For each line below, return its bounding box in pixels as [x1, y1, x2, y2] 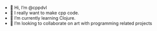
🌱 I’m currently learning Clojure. [10, 15, 76, 21]
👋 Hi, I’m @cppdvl [10, 5, 47, 10]
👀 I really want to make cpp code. [10, 10, 79, 16]
